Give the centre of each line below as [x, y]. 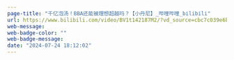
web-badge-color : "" [37, 33]
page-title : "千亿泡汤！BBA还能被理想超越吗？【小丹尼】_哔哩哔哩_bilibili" [109, 13]
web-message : [26, 26]
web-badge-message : [36, 39]
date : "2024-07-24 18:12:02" [49, 46]
